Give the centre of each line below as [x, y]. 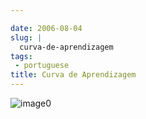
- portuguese [42, 66]
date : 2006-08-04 [46, 28]
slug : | [26, 37]
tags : [21, 56]
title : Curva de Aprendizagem [73, 75]
